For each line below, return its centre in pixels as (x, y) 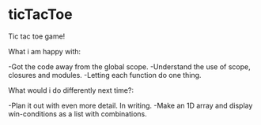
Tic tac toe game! (37, 36)
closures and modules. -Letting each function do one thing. (105, 75)
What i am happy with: (45, 51)
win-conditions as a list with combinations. (78, 114)
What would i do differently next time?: (71, 90)
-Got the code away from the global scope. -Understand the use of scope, (129, 66)
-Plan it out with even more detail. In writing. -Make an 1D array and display (130, 105)
